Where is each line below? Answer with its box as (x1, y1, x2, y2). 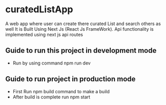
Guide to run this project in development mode (5, 46, 157, 55)
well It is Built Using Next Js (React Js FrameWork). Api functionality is (5, 26, 154, 32)
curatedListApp (5, 4, 73, 15)
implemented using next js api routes (5, 31, 84, 37)
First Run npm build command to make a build (12, 88, 110, 94)
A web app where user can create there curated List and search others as (5, 20, 161, 27)
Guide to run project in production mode (5, 75, 136, 83)
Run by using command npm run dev (12, 60, 91, 66)
